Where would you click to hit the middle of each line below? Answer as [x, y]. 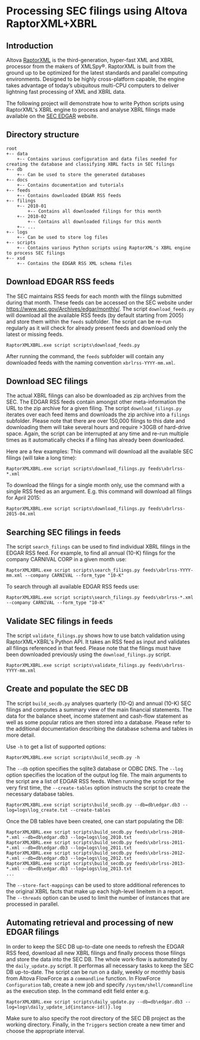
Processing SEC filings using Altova [97, 11]
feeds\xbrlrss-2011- [160, 842]
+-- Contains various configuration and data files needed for [97, 159]
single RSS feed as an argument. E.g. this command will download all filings [99, 491]
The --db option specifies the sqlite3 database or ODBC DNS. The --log [95, 768]
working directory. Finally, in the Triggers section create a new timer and [96, 1024]
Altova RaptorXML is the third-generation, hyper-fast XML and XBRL [90, 60]
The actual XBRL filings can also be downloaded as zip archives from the [96, 396]
